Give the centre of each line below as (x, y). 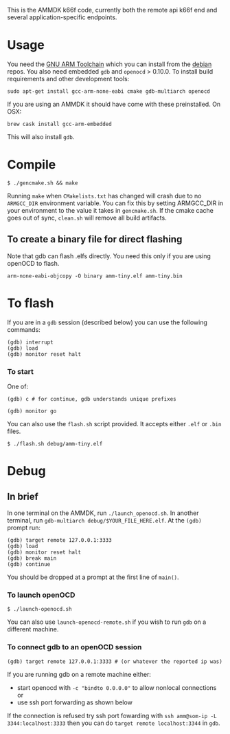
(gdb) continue (29, 564)
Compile (32, 165)
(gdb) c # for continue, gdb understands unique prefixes (92, 399)
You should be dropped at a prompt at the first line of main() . (93, 577)
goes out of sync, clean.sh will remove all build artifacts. (87, 218)
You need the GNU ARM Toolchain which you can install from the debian (110, 64)
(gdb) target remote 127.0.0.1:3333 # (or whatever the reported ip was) (115, 661)
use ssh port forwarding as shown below (74, 702)
